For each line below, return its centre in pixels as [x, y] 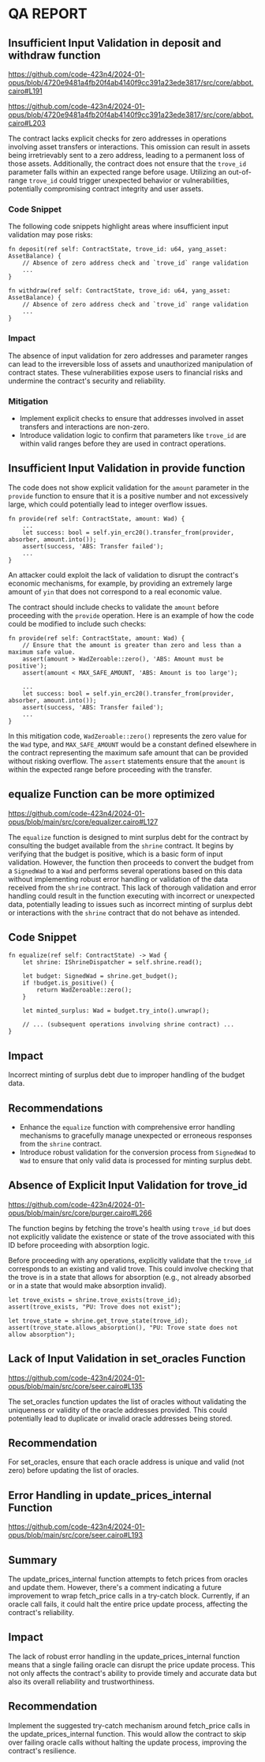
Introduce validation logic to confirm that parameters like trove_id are [133, 435]
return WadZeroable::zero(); [84, 990]
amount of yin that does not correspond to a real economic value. [115, 591]
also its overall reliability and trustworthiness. [82, 1681]
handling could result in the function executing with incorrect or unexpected [131, 896]
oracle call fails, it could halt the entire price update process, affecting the [128, 1604]
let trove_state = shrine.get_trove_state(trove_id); [99, 1320]
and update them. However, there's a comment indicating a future [115, 1587]
